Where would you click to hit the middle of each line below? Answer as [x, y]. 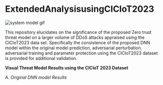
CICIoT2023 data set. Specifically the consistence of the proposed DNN [78, 42]
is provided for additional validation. [41, 58]
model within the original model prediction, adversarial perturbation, [74, 48]
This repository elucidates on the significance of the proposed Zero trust [78, 32]
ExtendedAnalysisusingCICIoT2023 [80, 9]
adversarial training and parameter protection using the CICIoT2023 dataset [81, 53]
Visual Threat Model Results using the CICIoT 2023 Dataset [67, 68]
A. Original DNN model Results [36, 77]
